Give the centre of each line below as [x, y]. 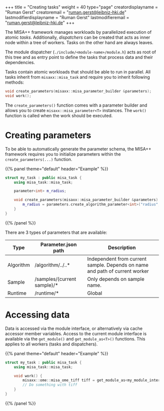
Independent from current [117, 259]
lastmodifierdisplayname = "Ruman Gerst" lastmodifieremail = [67, 17]
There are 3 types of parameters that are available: [56, 232]
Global [95, 293]
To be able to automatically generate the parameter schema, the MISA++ [78, 149]
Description [122, 248]
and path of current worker [118, 271]
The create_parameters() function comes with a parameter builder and [76, 105]
